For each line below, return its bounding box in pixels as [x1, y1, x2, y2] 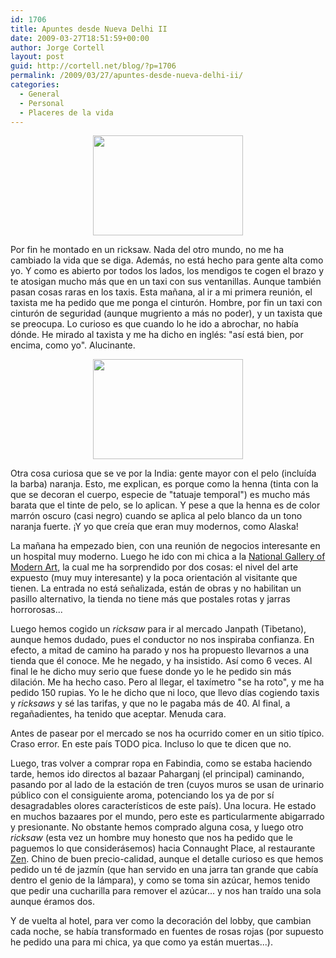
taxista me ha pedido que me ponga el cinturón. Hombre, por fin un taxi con [10, 297, 323, 309]
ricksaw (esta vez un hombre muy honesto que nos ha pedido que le [10, 832, 293, 844]
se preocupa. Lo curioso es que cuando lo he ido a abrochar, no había [10, 318, 299, 330]
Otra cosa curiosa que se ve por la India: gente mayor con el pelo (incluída [10, 467, 317, 480]
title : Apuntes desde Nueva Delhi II [10, 24, 168, 34]
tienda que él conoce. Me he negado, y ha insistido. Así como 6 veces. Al [10, 655, 313, 667]
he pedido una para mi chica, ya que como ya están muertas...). [10, 936, 273, 948]
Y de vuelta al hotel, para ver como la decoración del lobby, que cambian [10, 915, 312, 927]
